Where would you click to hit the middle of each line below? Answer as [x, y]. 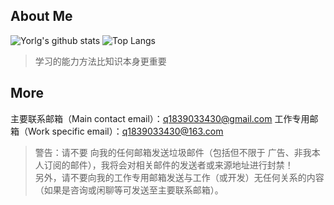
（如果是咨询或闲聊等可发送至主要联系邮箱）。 [129, 190]
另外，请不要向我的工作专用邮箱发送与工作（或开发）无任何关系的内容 [179, 177]
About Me [41, 16]
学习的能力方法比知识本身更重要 [100, 61]
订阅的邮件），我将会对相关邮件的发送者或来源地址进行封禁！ [168, 165]
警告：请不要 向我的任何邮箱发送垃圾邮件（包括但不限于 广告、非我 [173, 152]
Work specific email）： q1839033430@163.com [125, 131]
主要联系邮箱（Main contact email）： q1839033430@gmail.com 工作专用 [160, 118]
